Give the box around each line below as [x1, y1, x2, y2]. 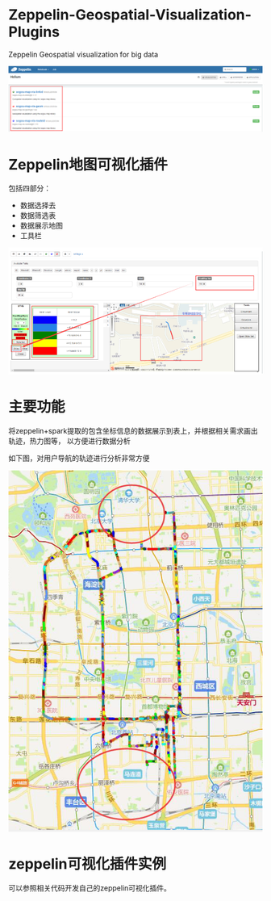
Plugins [8, 23, 60, 41]
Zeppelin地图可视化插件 [8, 155, 168, 174]
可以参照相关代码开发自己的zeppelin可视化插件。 [8, 882, 172, 893]
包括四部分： [8, 183, 51, 193]
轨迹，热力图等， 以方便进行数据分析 [8, 436, 131, 446]
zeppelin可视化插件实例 [8, 854, 167, 873]
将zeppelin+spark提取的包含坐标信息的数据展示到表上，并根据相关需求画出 [8, 425, 258, 435]
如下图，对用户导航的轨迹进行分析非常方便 [8, 453, 150, 463]
